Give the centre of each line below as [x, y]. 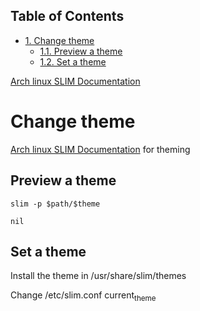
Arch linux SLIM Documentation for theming [100, 149]
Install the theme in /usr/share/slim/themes [98, 276]
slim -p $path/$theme [55, 204]
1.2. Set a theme [73, 61]
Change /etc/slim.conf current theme [83, 296]
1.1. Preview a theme [81, 51]
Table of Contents [67, 16]
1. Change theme [59, 40]
